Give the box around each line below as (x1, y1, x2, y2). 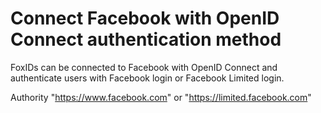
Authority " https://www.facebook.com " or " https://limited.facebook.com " (10, 91, 312, 103)
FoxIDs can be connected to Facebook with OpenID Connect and (10, 61, 278, 73)
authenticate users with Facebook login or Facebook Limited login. (10, 72, 285, 84)
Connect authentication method (10, 28, 282, 51)
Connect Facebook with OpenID (10, 7, 280, 30)
